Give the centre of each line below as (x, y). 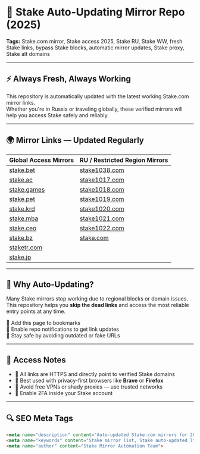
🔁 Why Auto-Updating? (50, 284)
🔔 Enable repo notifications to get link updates (63, 329)
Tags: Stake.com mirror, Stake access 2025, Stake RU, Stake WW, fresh (94, 41)
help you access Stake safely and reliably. (57, 115)
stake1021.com (102, 218)
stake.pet (22, 199)
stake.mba (24, 218)
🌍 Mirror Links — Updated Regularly (75, 140)
